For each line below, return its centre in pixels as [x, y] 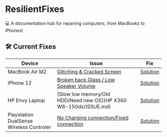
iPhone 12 [20, 83]
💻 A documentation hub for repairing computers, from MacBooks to [75, 23]
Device [30, 63]
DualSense [20, 121]
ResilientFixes [35, 9]
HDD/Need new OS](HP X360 [92, 100]
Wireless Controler [29, 127]
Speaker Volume [76, 86]
